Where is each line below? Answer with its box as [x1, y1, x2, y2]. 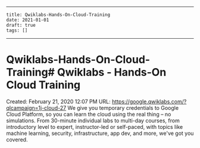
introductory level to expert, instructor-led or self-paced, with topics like [6, 123, 183, 130]
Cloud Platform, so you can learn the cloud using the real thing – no [6, 110, 171, 118]
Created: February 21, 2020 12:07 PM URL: [6, 98, 111, 105]
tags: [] [6, 27, 28, 33]
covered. [6, 135, 28, 143]
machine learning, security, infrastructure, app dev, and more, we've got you [6, 129, 194, 137]
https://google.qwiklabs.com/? [112, 98, 187, 105]
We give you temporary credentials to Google [67, 104, 179, 111]
